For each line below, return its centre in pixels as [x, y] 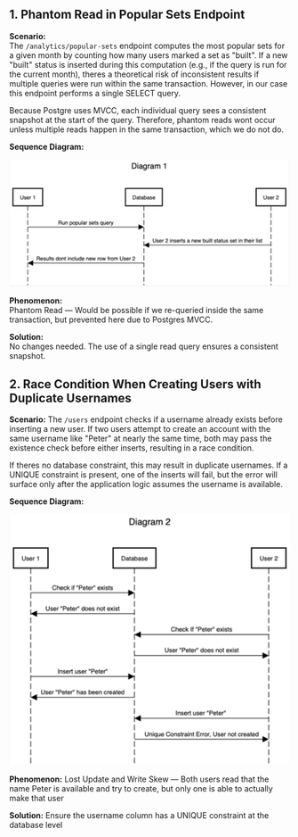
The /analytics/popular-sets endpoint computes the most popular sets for [147, 46]
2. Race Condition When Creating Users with [135, 384]
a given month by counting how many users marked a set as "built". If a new [149, 55]
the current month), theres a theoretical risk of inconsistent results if [134, 74]
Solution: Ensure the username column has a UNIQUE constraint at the [139, 816]
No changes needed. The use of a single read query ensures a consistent [144, 346]
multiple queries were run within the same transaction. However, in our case [149, 83]
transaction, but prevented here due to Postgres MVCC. [111, 319]
